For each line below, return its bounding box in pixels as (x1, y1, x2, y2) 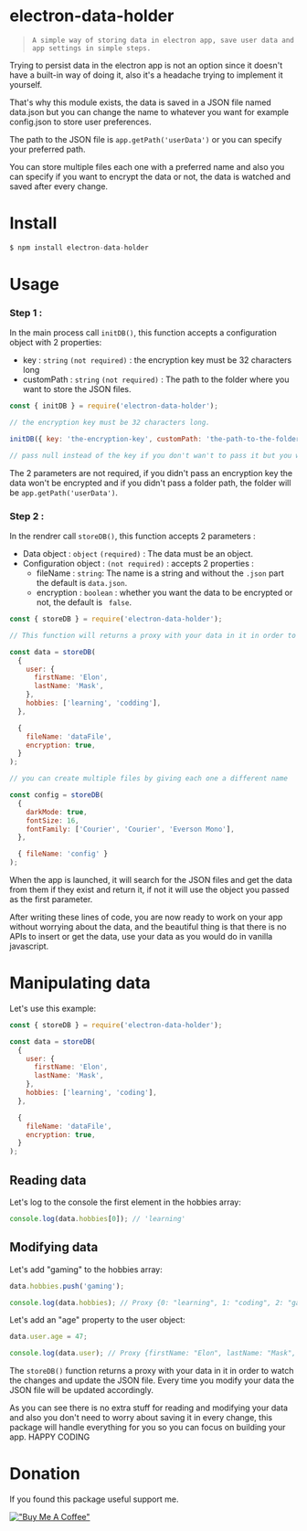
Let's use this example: (9, 1003, 97, 1014)
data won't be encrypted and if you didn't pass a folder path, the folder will (9, 477, 291, 488)
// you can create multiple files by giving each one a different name (9, 774, 288, 783)
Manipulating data (9, 973, 151, 994)
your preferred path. (9, 144, 86, 154)
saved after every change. (9, 180, 108, 192)
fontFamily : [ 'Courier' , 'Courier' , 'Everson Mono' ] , (26, 824, 235, 834)
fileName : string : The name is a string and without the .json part (36, 568, 285, 579)
